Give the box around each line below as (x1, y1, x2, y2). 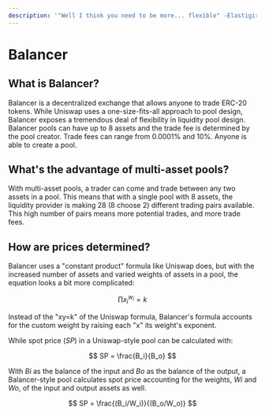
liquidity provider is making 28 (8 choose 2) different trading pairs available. (8, 201, 255, 210)
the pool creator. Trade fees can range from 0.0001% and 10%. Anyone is (8, 131, 247, 141)
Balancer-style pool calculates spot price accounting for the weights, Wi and (8, 375, 257, 384)
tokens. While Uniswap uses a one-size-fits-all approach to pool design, (8, 106, 243, 115)
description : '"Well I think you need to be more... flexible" (8, 11, 221, 20)
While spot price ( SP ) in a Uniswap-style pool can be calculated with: (8, 335, 233, 345)
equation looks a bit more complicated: (8, 278, 135, 288)
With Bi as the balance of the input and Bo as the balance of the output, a (8, 366, 246, 375)
